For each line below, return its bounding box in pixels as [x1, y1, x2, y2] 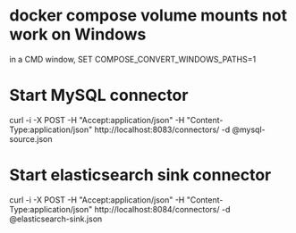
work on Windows [9, 24, 147, 45]
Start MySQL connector [9, 86, 189, 105]
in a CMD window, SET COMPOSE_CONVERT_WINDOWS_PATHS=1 [9, 54, 257, 64]
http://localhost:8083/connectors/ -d [94, 124, 231, 135]
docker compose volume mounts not [9, 5, 288, 26]
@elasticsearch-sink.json [9, 213, 103, 224]
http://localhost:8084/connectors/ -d [94, 204, 231, 214]
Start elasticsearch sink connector [9, 165, 272, 186]
